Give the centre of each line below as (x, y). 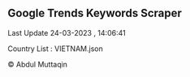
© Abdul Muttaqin (38, 64)
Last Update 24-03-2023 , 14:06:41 (67, 32)
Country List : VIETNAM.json (55, 49)
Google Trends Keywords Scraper (95, 13)
